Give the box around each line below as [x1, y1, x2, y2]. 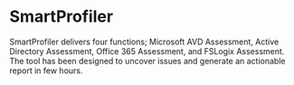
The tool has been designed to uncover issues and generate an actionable [9, 55, 286, 66]
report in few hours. [9, 65, 83, 76]
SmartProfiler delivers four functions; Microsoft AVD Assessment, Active [9, 36, 280, 47]
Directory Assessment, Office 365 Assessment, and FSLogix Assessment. [9, 45, 285, 56]
